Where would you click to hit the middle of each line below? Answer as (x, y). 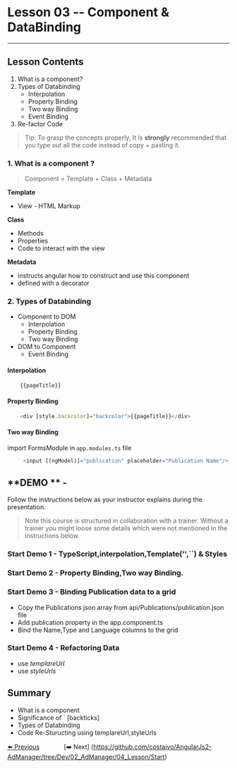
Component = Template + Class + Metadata (88, 179)
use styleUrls (37, 671)
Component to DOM (47, 317)
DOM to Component (47, 347)
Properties (32, 241)
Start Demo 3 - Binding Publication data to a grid (92, 592)
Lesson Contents (45, 62)
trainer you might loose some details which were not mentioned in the (126, 528)
